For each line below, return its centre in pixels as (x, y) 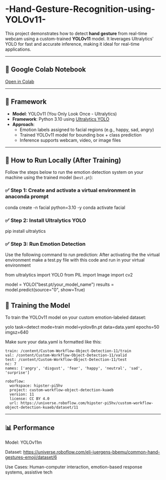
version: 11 (22, 395)
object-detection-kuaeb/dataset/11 (42, 408)
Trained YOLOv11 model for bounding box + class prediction (81, 135)
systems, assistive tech (29, 472)
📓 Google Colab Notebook (46, 70)
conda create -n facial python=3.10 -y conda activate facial (65, 207)
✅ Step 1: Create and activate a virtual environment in (70, 191)
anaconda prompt (27, 197)
